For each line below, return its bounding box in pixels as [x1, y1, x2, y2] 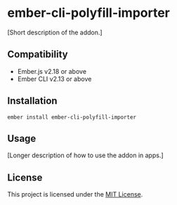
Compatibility [7, 48, 68, 60]
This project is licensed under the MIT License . [7, 190, 143, 199]
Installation [7, 95, 58, 107]
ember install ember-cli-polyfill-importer [7, 114, 137, 121]
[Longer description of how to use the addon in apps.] [7, 151, 164, 159]
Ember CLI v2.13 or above [17, 74, 92, 83]
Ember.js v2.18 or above [17, 67, 86, 75]
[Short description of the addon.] [7, 28, 103, 37]
